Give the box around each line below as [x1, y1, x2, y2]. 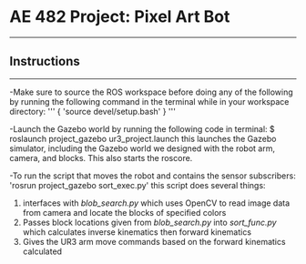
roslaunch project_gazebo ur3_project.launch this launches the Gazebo [9, 133, 277, 144]
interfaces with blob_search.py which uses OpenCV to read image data [22, 198, 291, 208]
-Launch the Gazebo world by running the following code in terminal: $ [9, 123, 275, 134]
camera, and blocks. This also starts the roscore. [9, 152, 193, 163]
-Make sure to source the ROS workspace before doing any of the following [9, 86, 293, 97]
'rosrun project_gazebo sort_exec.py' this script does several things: [9, 179, 266, 190]
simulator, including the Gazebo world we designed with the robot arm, [9, 143, 276, 154]
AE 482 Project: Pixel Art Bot [9, 6, 230, 27]
